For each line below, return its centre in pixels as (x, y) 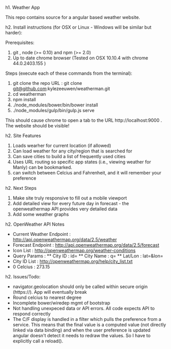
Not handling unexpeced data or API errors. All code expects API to (84, 308)
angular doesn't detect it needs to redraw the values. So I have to (82, 335)
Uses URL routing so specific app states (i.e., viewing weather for (82, 162)
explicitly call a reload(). (38, 341)
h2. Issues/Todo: (23, 277)
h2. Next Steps (21, 188)
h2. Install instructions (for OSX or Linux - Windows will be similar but (79, 27)
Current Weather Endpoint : (41, 234)
